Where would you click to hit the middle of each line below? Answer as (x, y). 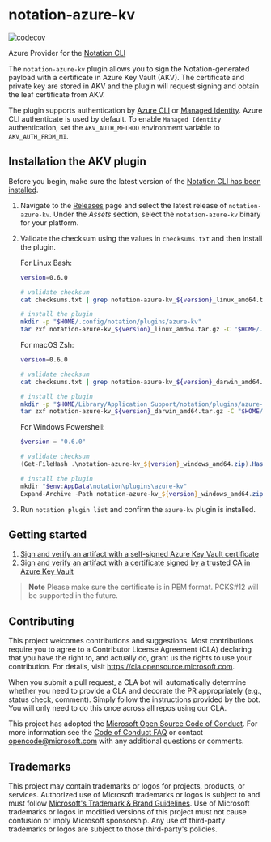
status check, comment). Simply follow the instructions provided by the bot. (135, 699)
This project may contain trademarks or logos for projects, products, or (127, 786)
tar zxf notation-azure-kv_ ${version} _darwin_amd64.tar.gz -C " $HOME (140, 412)
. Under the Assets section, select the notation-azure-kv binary (155, 214)
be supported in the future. (73, 596)
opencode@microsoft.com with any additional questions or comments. (126, 741)
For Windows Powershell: (62, 427)
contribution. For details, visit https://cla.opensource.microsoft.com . (122, 667)
